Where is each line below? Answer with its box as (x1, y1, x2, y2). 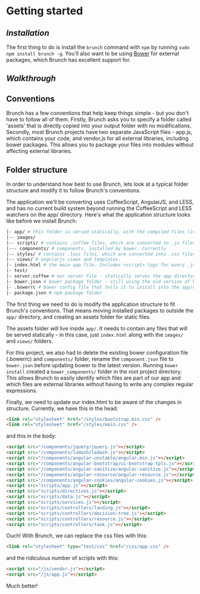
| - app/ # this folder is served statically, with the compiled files (6, 229, 185, 235)
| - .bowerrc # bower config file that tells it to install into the (6, 284, 180, 290)
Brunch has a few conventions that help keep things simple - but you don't (6, 110, 189, 117)
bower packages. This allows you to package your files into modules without (6, 141, 194, 148)
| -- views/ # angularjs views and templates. (6, 257, 121, 262)
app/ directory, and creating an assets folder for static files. (6, 313, 151, 320)
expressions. (6, 387, 37, 394)
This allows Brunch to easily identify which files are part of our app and (6, 374, 181, 382)
